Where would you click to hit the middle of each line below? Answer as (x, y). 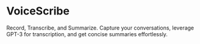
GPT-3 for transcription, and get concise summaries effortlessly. (87, 34)
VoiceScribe (38, 11)
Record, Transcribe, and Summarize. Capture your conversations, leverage (100, 28)
